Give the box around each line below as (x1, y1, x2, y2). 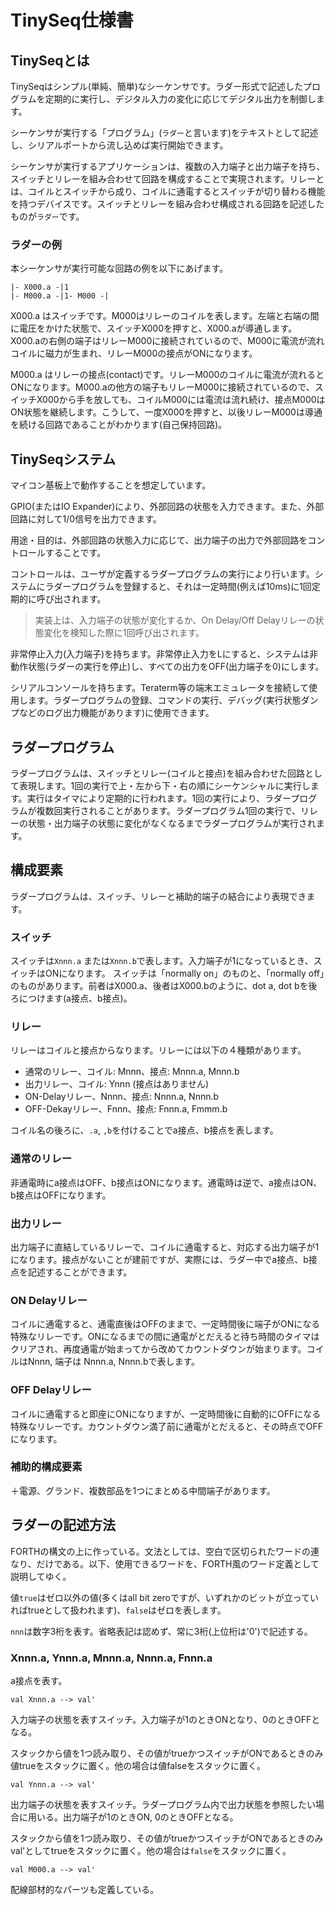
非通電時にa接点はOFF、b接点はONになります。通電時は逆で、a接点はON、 (10, 1176, 323, 1188)
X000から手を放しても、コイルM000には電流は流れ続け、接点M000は (36, 394, 326, 406)
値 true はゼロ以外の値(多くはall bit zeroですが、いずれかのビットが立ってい (10, 1591, 319, 1603)
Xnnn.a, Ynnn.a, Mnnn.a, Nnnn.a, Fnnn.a (10, 1651, 213, 1665)
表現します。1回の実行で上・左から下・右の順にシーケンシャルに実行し (18, 779, 311, 791)
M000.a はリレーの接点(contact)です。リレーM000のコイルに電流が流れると (10, 369, 325, 381)
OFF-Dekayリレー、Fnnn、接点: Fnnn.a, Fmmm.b (24, 1103, 228, 1115)
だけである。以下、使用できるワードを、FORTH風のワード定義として (36, 1557, 320, 1570)
